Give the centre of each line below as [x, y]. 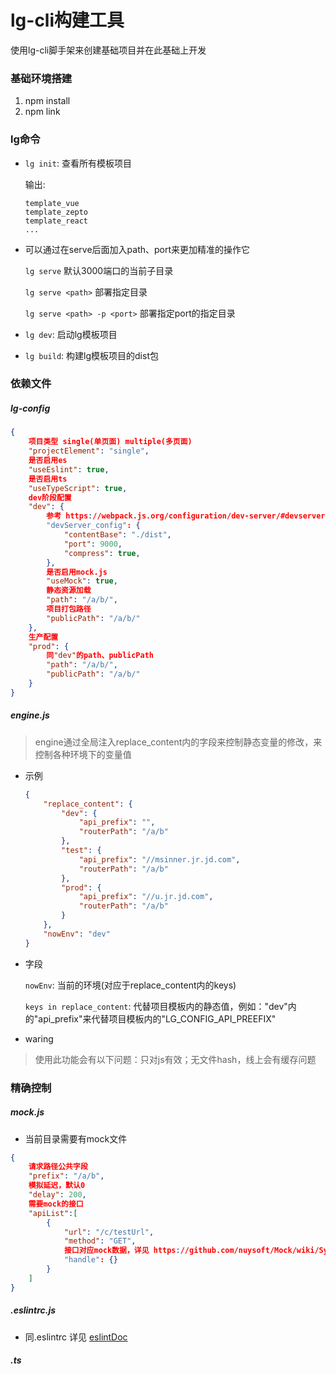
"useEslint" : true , [69, 469]
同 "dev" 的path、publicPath [100, 656]
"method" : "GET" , [100, 1241]
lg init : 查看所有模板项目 [78, 163]
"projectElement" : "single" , [89, 451]
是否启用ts [48, 479]
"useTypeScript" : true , [78, 488]
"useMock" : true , [82, 581]
